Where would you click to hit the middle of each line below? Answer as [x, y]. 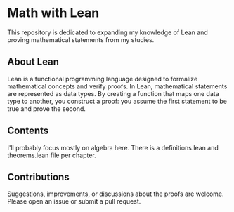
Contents [28, 131]
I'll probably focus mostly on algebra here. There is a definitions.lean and [113, 147]
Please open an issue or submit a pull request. [74, 201]
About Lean [33, 62]
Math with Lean [53, 13]
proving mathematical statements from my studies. [81, 39]
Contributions [38, 177]
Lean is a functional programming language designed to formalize [103, 79]
